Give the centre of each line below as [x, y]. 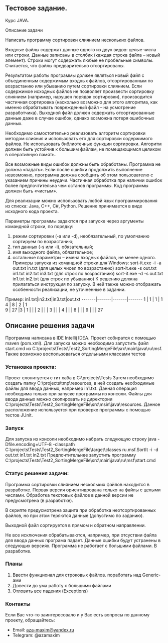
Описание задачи [24, 30]
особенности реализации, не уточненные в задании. [69, 289]
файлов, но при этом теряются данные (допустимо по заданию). [74, 515]
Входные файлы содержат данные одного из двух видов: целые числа [81, 49]
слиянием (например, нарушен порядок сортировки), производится [79, 96]
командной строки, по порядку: [39, 226]
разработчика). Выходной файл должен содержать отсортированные [80, 113]
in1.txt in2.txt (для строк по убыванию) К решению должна [75, 279]
